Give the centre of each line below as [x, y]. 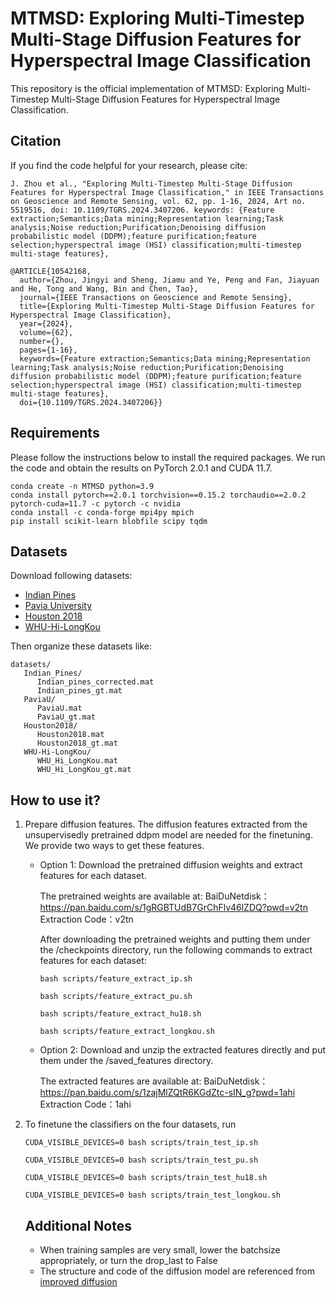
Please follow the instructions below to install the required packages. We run [168, 457]
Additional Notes [78, 1225]
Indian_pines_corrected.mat [95, 682]
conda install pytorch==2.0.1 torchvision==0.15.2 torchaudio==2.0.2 [158, 495]
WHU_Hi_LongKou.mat [77, 761]
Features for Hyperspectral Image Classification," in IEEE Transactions [167, 192]
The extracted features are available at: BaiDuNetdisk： [154, 1081]
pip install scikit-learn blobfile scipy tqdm [109, 521]
